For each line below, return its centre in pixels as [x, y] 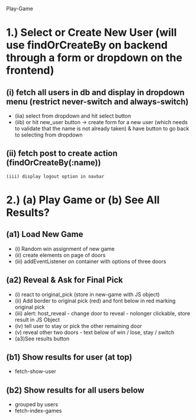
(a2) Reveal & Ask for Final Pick [65, 280]
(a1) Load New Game [45, 234]
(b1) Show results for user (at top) [69, 357]
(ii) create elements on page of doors [60, 255]
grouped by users [36, 405]
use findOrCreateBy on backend [87, 45]
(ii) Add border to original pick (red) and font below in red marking [95, 301]
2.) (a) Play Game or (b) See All [83, 200]
